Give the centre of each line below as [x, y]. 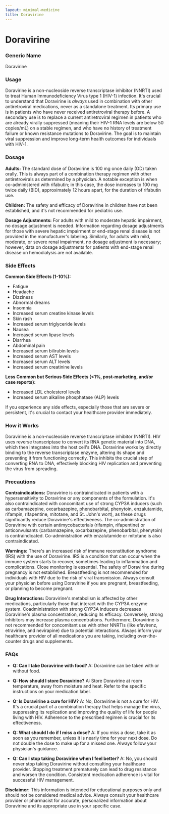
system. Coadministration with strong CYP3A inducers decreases [73, 609]
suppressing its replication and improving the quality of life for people [85, 712]
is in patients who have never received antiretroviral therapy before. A [78, 112]
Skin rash [22, 319]
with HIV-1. [16, 144]
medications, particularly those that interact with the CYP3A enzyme [76, 604]
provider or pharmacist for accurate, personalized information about [76, 800]
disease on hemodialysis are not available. [49, 252]
